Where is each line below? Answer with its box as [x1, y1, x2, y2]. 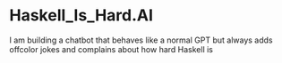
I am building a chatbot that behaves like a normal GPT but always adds [9, 35, 273, 45]
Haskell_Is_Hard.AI [9, 5, 154, 26]
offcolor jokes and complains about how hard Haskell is [9, 43, 213, 54]
